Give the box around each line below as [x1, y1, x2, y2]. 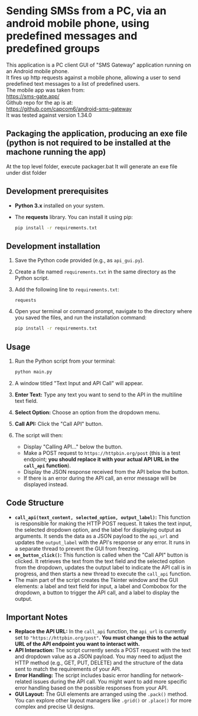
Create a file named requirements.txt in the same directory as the [14, 268, 176, 275]
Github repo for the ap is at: [6, 99, 73, 106]
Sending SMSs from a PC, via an [6, 4, 167, 18]
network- [161, 672, 184, 679]
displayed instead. [23, 480, 69, 488]
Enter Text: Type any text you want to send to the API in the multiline [14, 391, 183, 398]
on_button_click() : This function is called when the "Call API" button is [14, 551, 189, 558]
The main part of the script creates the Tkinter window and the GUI [14, 576, 178, 583]
